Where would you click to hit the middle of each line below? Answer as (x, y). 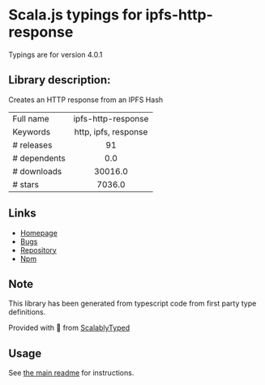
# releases (32, 145)
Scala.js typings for (75, 15)
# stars (26, 184)
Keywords (32, 131)
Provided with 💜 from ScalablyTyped (69, 328)
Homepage (39, 233)
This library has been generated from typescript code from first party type (132, 304)
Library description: (60, 80)
